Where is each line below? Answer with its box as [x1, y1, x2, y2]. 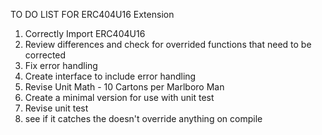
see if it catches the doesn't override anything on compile [24, 113, 263, 124]
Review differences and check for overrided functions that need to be [24, 39, 312, 50]
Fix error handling [24, 60, 98, 71]
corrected [24, 49, 67, 61]
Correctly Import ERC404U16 [24, 28, 146, 39]
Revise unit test [24, 102, 89, 114]
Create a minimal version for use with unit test [24, 92, 215, 103]
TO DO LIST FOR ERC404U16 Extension [10, 9, 175, 20]
